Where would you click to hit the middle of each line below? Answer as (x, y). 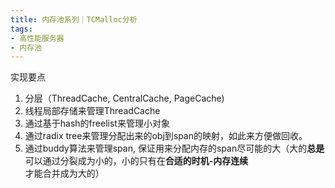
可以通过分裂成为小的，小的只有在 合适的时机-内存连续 (136, 161)
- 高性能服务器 (37, 38)
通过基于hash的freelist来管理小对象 (97, 123)
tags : (21, 29)
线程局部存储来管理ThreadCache (92, 111)
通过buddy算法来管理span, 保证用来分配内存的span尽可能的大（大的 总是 (174, 148)
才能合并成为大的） (64, 173)
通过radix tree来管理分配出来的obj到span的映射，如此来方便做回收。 (166, 136)
